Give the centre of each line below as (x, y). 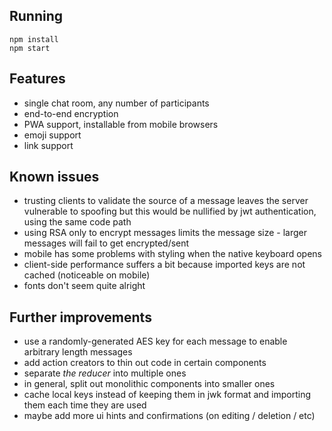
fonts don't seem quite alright (84, 286)
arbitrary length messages (78, 352)
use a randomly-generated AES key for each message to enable (155, 341)
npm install (34, 39)
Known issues (54, 177)
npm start (30, 48)
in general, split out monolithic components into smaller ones (149, 384)
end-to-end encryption (71, 113)
